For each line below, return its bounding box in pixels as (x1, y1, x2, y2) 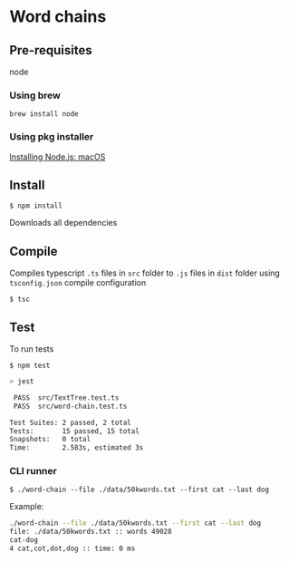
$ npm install (9, 201, 63, 210)
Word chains (9, 6, 107, 27)
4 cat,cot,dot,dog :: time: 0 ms (9, 544, 136, 554)
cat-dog (9, 536, 39, 545)
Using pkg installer (9, 131, 94, 143)
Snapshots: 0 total (9, 435, 92, 444)
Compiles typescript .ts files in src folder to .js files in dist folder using (9, 267, 281, 278)
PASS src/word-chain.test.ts (13, 402, 128, 411)
